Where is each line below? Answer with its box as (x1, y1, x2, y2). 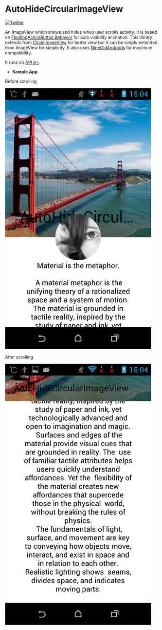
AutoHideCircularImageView (5, 3, 123, 15)
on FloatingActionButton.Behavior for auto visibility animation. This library (5, 34, 152, 40)
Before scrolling (5, 78, 37, 84)
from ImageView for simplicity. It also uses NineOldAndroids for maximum (5, 45, 153, 50)
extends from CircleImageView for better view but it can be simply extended (5, 39, 158, 45)
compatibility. (5, 50, 33, 56)
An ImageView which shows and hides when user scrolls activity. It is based (5, 29, 157, 35)
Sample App (12, 68, 38, 74)
